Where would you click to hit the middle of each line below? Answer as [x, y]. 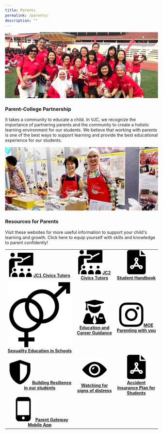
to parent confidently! [27, 243]
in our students [40, 388]
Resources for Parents [32, 222]
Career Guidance [95, 333]
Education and [94, 328]
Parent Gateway [52, 420]
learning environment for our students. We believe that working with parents [81, 130]
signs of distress [94, 390]
